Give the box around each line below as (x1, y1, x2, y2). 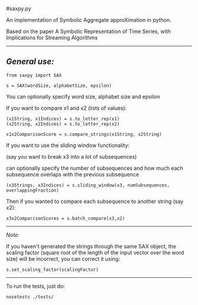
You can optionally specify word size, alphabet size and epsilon (6, 93, 160, 100)
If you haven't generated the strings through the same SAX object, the (6, 242, 177, 250)
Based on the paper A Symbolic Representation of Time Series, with (6, 28, 171, 35)
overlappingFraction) (6, 187, 60, 194)
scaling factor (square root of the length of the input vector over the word (6, 249, 184, 256)
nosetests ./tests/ (6, 294, 54, 300)
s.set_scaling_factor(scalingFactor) (6, 267, 99, 273)
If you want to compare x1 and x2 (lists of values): (6, 104, 127, 111)
